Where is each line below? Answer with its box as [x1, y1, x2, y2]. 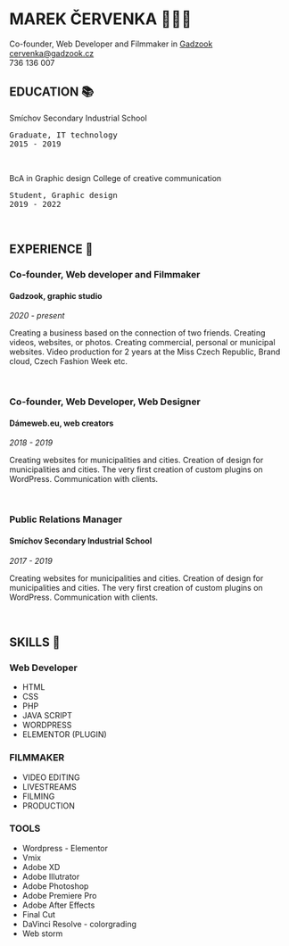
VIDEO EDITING [21, 772, 80, 783]
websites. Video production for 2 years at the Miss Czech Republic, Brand [9, 346, 281, 357]
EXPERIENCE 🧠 [9, 242, 94, 257]
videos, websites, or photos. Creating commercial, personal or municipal [9, 337, 276, 348]
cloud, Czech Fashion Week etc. [9, 356, 128, 367]
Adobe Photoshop [21, 880, 89, 892]
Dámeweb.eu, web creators [9, 418, 114, 428]
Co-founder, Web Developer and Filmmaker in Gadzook [9, 38, 213, 49]
